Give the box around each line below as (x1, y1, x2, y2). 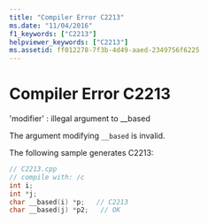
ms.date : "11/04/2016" (9, 21, 93, 30)
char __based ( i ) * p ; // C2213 (9, 197, 128, 206)
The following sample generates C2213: (9, 148, 154, 158)
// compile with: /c (9, 173, 86, 181)
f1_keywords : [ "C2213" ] (9, 29, 97, 38)
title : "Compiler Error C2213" (9, 12, 125, 22)
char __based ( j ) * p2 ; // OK (9, 205, 121, 215)
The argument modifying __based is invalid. (9, 130, 166, 142)
